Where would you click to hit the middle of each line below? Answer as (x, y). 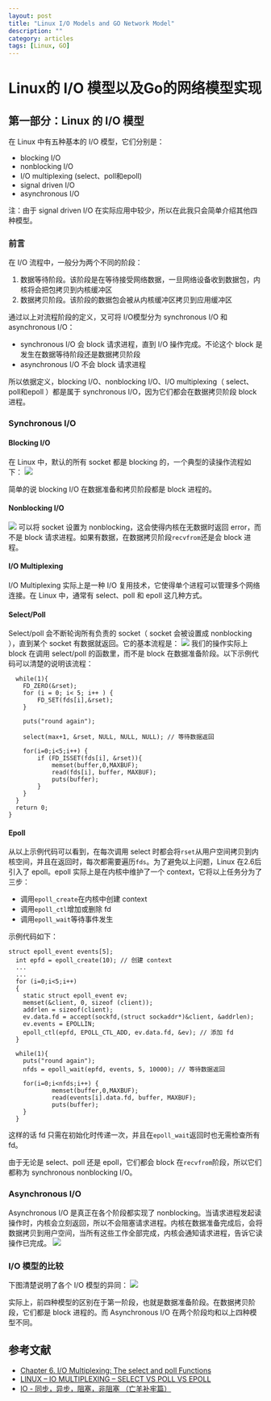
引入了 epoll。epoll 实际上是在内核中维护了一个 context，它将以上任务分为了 (135, 872)
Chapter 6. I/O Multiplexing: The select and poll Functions (116, 1370)
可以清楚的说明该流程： (54, 664)
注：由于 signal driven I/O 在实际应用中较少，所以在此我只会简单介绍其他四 (133, 210)
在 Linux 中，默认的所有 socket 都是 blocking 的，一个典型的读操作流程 (126, 462)
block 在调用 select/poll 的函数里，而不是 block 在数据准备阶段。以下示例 (130, 654)
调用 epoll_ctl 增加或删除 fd (65, 909)
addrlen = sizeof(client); (68, 1010)
